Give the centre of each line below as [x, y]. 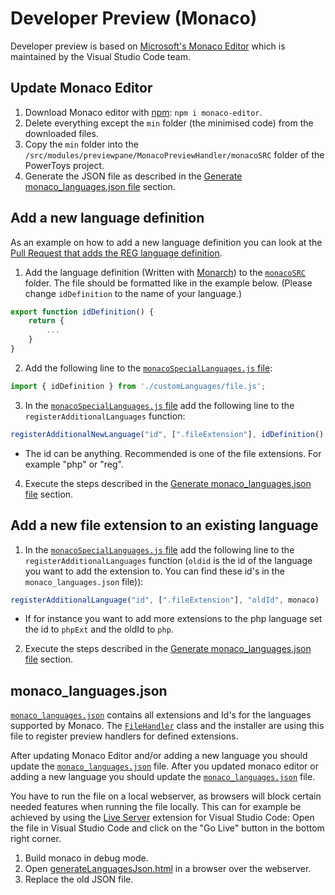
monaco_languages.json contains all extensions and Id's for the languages [161, 715]
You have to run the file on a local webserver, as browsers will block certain [166, 796]
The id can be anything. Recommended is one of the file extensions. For [173, 453]
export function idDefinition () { [82, 312]
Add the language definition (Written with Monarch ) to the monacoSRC [165, 272]
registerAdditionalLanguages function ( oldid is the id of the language [168, 560]
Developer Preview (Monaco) [134, 18]
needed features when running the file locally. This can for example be [156, 807]
